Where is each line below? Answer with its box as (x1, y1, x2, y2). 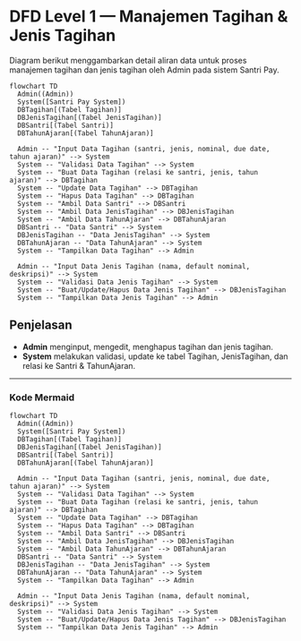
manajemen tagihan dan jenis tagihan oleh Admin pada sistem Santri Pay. (9, 64, 279, 75)
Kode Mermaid (9, 391, 75, 404)
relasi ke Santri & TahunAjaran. (21, 360, 136, 371)
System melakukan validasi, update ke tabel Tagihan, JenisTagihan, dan (21, 351, 288, 362)
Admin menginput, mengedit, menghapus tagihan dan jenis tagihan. (21, 341, 273, 352)
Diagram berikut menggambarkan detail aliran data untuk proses (9, 55, 247, 65)
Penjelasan (9, 318, 73, 333)
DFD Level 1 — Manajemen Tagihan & (9, 6, 288, 27)
